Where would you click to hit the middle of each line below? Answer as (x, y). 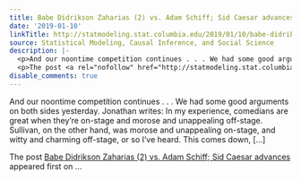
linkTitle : (30, 34)
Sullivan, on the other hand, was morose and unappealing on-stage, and (142, 130)
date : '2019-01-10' (46, 26)
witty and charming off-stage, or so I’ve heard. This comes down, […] (138, 139)
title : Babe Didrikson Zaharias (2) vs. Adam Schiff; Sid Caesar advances (152, 17)
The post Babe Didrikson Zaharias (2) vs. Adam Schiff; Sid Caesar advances (150, 157)
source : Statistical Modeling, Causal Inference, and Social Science (142, 43)
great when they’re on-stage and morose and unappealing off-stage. (136, 120)
